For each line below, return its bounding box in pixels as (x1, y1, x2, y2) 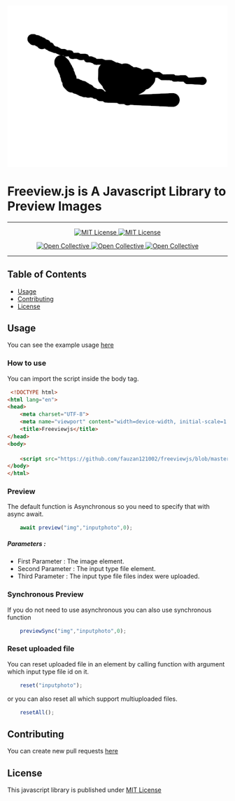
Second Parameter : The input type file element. (17, 565, 156, 573)
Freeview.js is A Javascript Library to (7, 183, 227, 199)
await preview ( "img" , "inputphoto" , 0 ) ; (20, 524, 133, 531)
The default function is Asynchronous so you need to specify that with (7, 502, 210, 511)
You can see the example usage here (7, 341, 114, 349)
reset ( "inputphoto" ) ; (20, 682, 83, 689)
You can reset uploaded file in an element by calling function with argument (7, 659, 225, 668)
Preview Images (7, 198, 102, 214)
